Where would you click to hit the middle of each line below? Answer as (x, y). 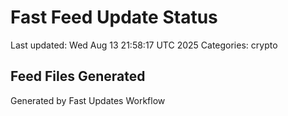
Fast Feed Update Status (114, 17)
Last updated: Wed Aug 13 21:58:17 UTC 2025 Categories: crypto (144, 45)
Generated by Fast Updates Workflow (88, 100)
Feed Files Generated (78, 76)
